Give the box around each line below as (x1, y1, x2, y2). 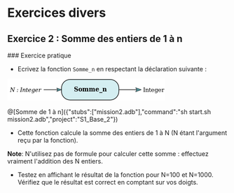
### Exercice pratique (7, 51, 71, 59)
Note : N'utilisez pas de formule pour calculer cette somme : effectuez (7, 150, 209, 158)
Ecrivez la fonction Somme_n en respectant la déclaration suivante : (17, 65, 207, 73)
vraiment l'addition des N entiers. (7, 157, 103, 165)
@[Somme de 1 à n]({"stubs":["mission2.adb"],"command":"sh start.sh (7, 108, 212, 116)
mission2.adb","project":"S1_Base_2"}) (7, 115, 118, 123)
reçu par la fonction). (17, 136, 78, 144)
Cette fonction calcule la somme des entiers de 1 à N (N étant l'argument (17, 129, 228, 137)
